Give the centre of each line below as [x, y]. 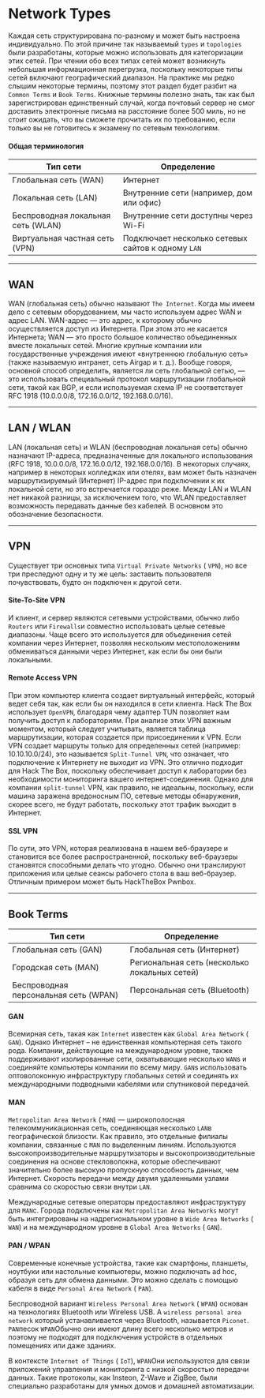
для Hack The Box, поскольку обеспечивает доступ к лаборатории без [127, 770]
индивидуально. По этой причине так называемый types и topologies [125, 43]
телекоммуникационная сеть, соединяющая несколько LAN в [110, 1128]
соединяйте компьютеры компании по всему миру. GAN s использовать [127, 1067]
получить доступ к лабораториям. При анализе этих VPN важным [120, 720]
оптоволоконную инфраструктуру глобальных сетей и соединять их [123, 1076]
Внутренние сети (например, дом [188, 193]
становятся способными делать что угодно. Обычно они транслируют [127, 865]
